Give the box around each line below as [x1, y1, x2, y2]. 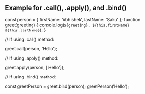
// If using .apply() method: [5, 55, 59, 61]
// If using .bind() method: [5, 74, 57, 79]
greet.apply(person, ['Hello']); [5, 64, 64, 70]
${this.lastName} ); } [5, 27, 46, 33]
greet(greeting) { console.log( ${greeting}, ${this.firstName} [5, 22, 129, 28]
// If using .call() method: [5, 36, 55, 42]
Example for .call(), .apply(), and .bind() [5, 4, 127, 12]
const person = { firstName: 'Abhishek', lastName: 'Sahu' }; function [5, 16, 141, 22]
